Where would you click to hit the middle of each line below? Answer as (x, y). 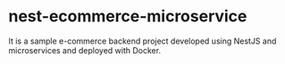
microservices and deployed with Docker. (85, 50)
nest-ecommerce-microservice (128, 16)
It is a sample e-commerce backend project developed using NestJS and (142, 41)
